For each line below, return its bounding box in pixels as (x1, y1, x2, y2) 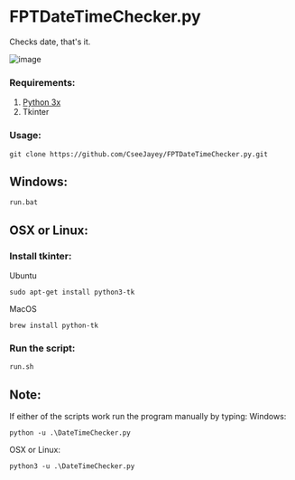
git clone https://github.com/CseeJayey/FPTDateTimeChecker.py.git (9, 149, 269, 159)
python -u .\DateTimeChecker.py (9, 428, 131, 438)
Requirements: (9, 76, 76, 89)
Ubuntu (9, 270, 38, 281)
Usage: (9, 129, 42, 142)
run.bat (9, 198, 39, 207)
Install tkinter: (9, 249, 72, 262)
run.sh (9, 362, 34, 372)
